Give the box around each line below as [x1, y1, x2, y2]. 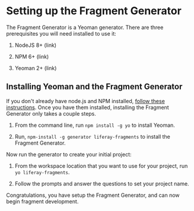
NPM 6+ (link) [14, 53, 49, 60]
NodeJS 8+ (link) [14, 41, 57, 49]
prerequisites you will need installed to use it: [6, 30, 117, 37]
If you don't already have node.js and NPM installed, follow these [6, 97, 165, 104]
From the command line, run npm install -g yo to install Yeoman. [14, 122, 175, 129]
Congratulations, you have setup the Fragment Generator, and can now [6, 191, 180, 199]
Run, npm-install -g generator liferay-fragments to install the [14, 133, 171, 140]
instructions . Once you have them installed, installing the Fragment [6, 104, 169, 111]
